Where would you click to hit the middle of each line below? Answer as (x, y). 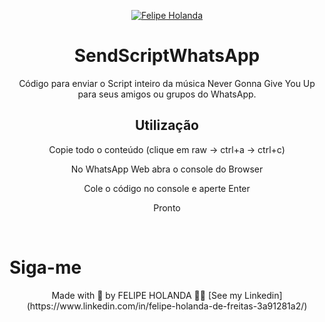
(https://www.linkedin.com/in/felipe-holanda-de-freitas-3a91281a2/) (167, 306)
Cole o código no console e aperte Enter (167, 188)
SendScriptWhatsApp (167, 56)
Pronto (167, 207)
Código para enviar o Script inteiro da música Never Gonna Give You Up (167, 83)
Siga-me (45, 267)
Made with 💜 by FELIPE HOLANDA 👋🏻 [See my (147, 295)
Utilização (167, 125)
